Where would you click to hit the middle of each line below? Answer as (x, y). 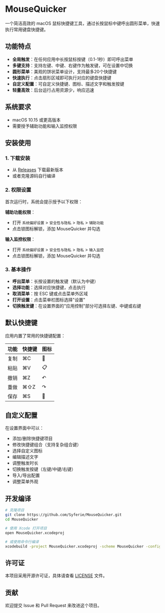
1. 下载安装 (18, 158)
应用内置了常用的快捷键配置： (35, 336)
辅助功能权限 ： (20, 212)
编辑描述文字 (25, 457)
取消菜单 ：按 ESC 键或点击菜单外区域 (50, 293)
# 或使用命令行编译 (22, 542)
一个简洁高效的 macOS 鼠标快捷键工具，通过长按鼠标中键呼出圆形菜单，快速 (82, 23)
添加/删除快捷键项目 (32, 438)
